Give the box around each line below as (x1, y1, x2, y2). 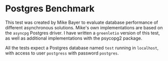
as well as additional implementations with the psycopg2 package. (5, 35, 142, 41)
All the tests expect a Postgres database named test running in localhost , (5, 45, 159, 51)
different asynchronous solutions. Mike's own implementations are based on (5, 24, 163, 30)
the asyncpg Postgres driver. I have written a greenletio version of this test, (5, 30, 160, 36)
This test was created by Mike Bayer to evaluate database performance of (5, 19, 158, 25)
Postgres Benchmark (5, 3, 95, 14)
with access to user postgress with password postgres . (5, 50, 119, 56)
